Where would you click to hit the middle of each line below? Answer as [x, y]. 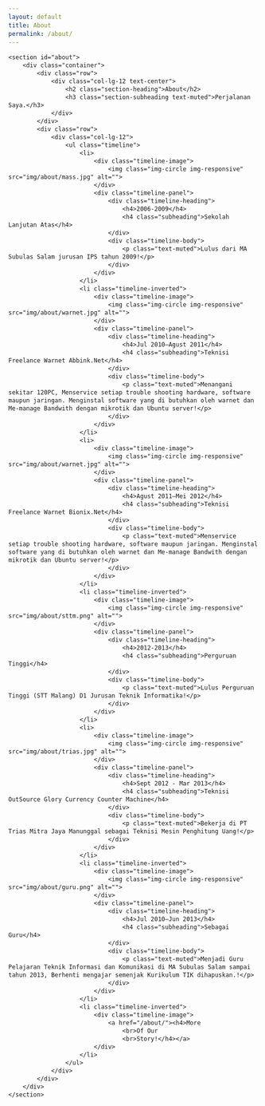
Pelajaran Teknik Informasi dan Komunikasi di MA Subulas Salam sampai [129, 967]
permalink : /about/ [41, 34]
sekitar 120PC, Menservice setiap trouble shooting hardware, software [129, 393]
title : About [30, 25]
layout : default [35, 17]
